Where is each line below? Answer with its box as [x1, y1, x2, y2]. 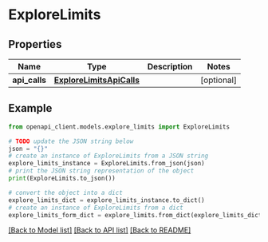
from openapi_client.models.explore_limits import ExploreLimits [8, 122, 230, 131]
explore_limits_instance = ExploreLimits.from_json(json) [8, 160, 205, 168]
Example [8, 101, 53, 115]
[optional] [200, 74, 238, 85]
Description [147, 61, 193, 72]
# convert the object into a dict [8, 188, 124, 196]
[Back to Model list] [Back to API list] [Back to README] [8, 225, 191, 235]
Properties [8, 38, 62, 51]
